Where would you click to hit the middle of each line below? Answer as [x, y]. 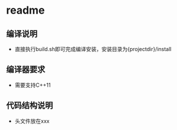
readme [25, 10]
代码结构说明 [30, 105]
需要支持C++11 [33, 85]
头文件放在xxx [32, 121]
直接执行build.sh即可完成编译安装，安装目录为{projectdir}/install [93, 49]
